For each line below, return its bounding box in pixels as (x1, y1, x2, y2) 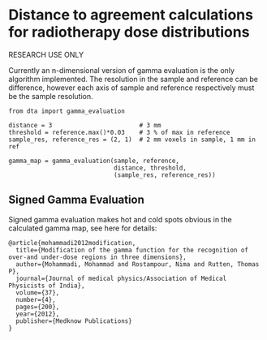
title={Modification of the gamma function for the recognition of (15, 246, 249, 254)
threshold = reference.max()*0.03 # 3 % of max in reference (8, 128, 230, 136)
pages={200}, (15, 303, 60, 311)
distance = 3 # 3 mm (8, 121, 161, 129)
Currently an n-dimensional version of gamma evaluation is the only (8, 65, 235, 75)
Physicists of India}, (8, 282, 85, 290)
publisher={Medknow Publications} (15, 316, 132, 325)
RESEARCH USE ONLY (8, 49, 84, 59)
